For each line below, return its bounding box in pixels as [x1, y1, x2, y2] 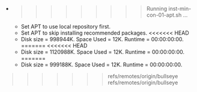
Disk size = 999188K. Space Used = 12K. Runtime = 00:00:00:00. [20, 61, 183, 68]
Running [146, 5, 168, 12]
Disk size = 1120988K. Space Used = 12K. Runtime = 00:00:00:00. [20, 48, 185, 56]
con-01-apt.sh [146, 11, 182, 19]
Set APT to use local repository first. [20, 23, 111, 30]
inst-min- [168, 5, 192, 12]
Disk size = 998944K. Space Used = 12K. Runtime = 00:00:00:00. [20, 36, 184, 42]
